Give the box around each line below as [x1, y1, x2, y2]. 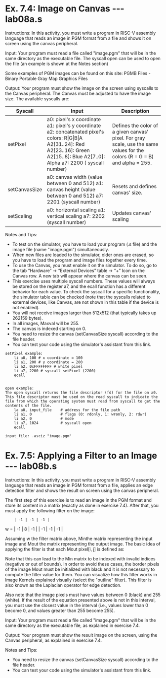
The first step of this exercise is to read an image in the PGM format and [5, 497, 152, 503]
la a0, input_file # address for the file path [14, 407, 121, 412]
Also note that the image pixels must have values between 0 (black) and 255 [5, 592, 161, 598]
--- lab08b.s [5, 461, 57, 472]
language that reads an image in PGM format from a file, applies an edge [5, 482, 153, 488]
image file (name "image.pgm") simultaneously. [12, 246, 110, 252]
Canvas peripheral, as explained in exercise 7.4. [5, 637, 102, 643]
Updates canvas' [112, 209, 152, 216]
